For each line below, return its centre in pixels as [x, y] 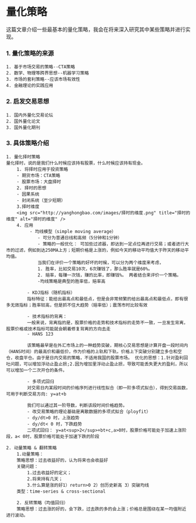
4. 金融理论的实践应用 [30, 86]
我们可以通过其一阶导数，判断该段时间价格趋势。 [77, 405]
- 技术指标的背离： [47, 316]
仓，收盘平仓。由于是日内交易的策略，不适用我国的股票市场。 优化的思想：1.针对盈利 [95, 358]
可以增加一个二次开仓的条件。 [37, 370]
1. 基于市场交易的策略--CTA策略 [41, 67]
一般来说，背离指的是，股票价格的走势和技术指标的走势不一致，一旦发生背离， [108, 323]
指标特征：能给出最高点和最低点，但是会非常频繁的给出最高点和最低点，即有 [106, 299]
